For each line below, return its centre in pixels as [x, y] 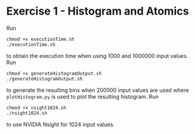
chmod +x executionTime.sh [40, 39]
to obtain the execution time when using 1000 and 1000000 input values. [97, 55]
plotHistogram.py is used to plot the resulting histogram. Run [83, 96]
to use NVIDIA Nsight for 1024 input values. [60, 124]
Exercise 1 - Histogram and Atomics [98, 11]
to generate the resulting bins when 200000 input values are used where [98, 90]
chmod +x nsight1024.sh [36, 108]
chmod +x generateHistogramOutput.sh [54, 73]
